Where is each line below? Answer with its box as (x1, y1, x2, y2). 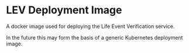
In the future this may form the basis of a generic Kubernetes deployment (6, 34, 183, 41)
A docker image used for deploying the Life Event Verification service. (6, 23, 175, 30)
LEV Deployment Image (6, 3, 122, 17)
